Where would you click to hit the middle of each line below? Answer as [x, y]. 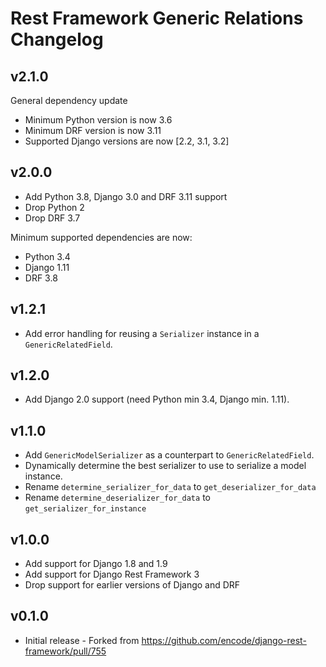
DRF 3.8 [41, 278]
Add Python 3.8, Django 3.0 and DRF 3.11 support [126, 196]
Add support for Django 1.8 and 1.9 [96, 564]
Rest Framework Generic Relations [157, 18]
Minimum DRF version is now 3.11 [93, 130]
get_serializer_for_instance [85, 509]
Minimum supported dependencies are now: [101, 237]
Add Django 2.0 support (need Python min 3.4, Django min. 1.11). [157, 399]
